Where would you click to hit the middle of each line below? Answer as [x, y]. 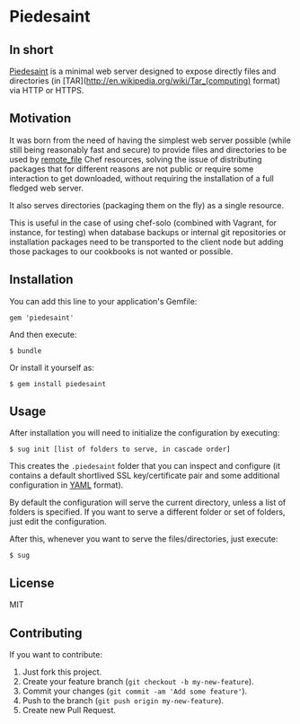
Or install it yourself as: [52, 367]
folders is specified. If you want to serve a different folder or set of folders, [147, 512]
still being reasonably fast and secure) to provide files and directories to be [148, 149]
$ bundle [26, 351]
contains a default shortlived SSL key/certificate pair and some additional [145, 476]
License [32, 583]
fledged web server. [46, 188]
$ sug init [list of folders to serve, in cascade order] [120, 450]
